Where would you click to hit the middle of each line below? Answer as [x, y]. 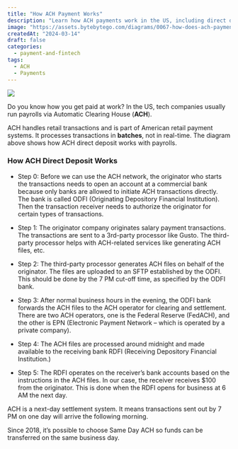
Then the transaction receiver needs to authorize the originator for [114, 206]
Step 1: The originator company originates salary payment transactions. [122, 228]
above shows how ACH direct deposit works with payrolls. [92, 143]
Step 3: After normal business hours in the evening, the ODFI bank [114, 300]
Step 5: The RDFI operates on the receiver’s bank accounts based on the [124, 373]
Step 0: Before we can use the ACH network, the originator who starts [119, 176]
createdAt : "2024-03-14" [44, 34]
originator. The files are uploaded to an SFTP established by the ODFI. [119, 271]
